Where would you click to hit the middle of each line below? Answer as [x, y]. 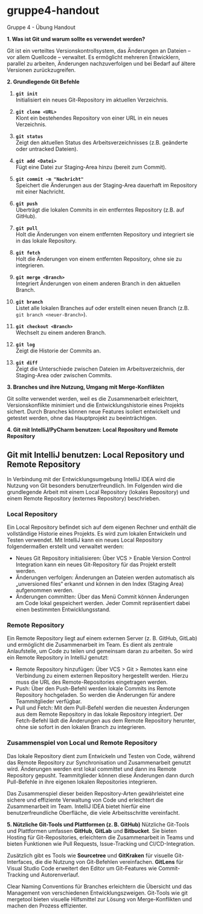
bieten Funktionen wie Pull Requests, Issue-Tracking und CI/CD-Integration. [101, 843]
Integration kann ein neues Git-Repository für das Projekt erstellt [96, 565]
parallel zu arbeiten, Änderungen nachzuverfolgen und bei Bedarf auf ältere [101, 63]
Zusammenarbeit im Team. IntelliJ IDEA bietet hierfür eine [79, 806]
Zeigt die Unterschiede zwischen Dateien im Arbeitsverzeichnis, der [100, 369]
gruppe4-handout [53, 11]
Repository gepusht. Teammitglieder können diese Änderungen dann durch [101, 775]
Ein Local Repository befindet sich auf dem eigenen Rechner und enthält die [101, 527]
